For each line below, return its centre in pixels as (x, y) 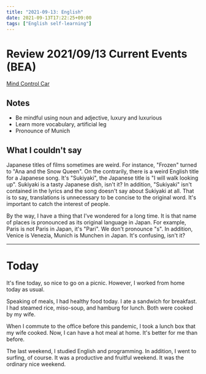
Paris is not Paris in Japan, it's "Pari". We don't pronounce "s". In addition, (100, 229)
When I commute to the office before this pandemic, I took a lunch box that (101, 326)
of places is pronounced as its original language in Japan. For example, (96, 222)
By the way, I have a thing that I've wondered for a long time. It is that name (101, 216)
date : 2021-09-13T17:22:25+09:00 (49, 18)
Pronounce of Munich (43, 131)
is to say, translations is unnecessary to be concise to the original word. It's (101, 197)
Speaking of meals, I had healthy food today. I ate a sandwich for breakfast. (102, 301)
